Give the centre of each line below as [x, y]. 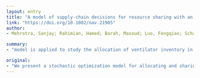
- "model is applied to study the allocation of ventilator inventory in [100, 50]
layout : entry [24, 12]
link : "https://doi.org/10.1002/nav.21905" [61, 22]
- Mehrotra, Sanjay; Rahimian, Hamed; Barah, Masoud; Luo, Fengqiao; [94, 34]
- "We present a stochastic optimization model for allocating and [92, 66]
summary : [17, 44]
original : [18, 60]
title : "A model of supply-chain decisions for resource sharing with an [100, 17]
